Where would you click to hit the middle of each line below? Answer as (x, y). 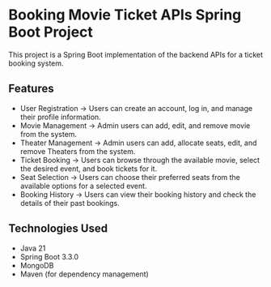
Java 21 (33, 248)
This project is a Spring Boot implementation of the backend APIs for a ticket (136, 54)
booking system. (36, 63)
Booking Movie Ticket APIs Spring (125, 15)
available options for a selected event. (83, 186)
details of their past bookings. (70, 203)
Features (31, 89)
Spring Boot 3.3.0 (49, 256)
